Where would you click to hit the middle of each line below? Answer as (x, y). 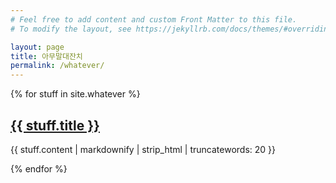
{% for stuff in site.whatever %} (75, 94)
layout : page (37, 47)
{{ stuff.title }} (55, 125)
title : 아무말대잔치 (46, 56)
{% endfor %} (39, 168)
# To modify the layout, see (71, 29)
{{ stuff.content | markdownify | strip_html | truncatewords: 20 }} (143, 149)
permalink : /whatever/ (57, 66)
